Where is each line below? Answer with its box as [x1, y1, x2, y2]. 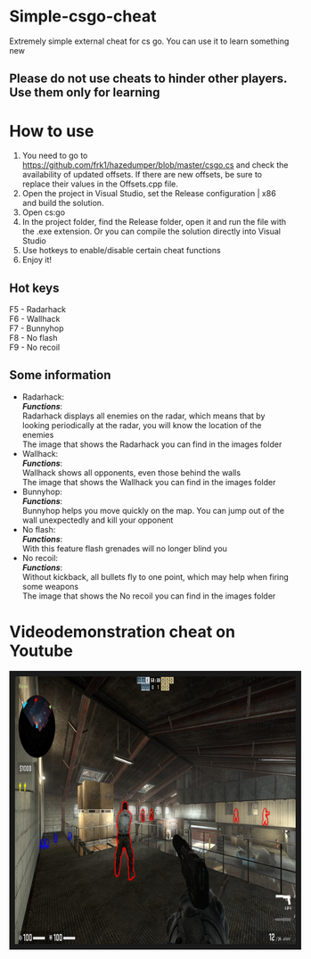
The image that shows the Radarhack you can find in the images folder [21, 439, 282, 450]
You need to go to [21, 150, 88, 161]
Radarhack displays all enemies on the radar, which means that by [21, 410, 266, 421]
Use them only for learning [9, 85, 160, 100]
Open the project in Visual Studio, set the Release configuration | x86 [21, 188, 276, 199]
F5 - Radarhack [9, 304, 67, 315]
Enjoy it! [21, 254, 52, 265]
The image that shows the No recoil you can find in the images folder [21, 591, 276, 601]
